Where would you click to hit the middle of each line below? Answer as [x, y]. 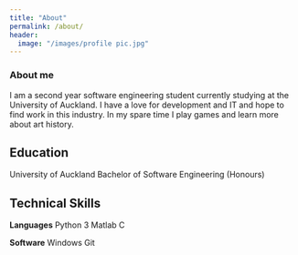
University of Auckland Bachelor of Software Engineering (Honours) [137, 175]
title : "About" [38, 18]
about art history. [42, 124]
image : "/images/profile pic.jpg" [83, 43]
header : [24, 35]
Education [39, 153]
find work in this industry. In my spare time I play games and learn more [144, 114]
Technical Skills [55, 203]
